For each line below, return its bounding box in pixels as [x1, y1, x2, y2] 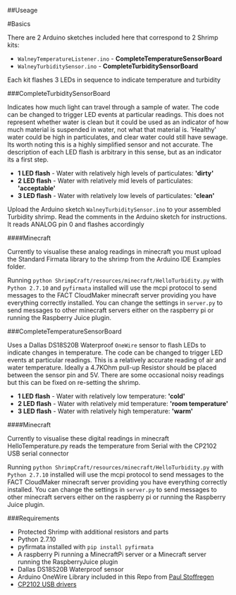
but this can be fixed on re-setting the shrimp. [7, 379, 141, 386]
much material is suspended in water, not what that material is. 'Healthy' [7, 125, 217, 133]
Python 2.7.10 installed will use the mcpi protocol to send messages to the [7, 470, 224, 479]
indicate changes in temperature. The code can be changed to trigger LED [7, 348, 223, 357]
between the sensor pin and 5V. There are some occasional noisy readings [7, 371, 224, 379]
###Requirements [7, 514, 60, 522]
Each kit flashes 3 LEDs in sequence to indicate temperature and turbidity [7, 75, 221, 84]
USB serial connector [7, 449, 69, 458]
